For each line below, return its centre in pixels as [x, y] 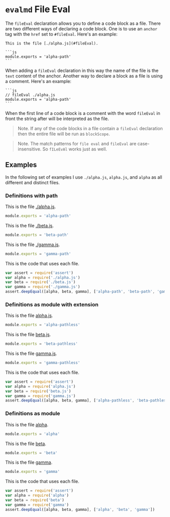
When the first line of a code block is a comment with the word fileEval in [83, 113]
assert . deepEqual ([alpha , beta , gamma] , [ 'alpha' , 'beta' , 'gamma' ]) [80, 509]
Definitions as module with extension [52, 304]
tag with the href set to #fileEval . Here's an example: [61, 34]
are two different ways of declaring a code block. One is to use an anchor [81, 28]
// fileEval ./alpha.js [30, 95]
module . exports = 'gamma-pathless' [43, 363]
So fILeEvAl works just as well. [75, 149]
